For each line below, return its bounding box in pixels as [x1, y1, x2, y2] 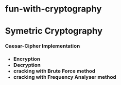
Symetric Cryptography [5, 26, 103, 37]
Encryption [13, 56, 40, 62]
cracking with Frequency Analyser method [13, 74, 117, 81]
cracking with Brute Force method [13, 68, 96, 74]
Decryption [13, 62, 41, 69]
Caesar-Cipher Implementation [5, 42, 80, 49]
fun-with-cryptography [5, 3, 102, 14]
